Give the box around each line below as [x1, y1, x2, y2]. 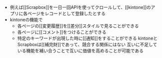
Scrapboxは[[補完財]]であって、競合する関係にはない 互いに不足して [17, 42, 158, 47]
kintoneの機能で [9, 17, 43, 22]
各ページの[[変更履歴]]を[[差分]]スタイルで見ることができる [17, 23, 139, 29]
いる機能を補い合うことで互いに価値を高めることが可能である [17, 48, 144, 54]
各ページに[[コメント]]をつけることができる [17, 29, 107, 35]
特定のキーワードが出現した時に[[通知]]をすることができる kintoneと [17, 35, 158, 41]
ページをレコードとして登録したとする [27, 10, 106, 16]
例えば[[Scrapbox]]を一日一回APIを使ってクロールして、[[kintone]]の [9, 4, 151, 10]
